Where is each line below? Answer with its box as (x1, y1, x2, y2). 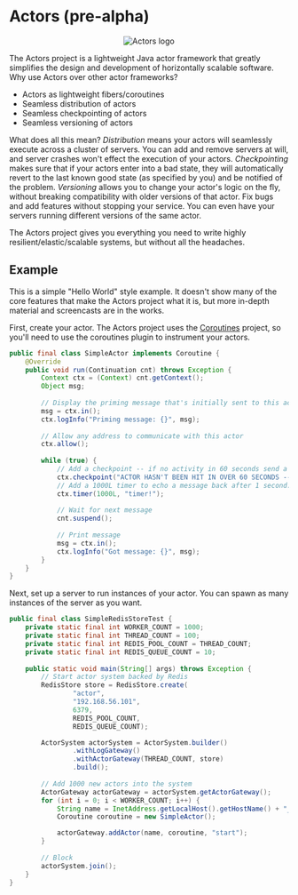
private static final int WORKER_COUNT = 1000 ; (25, 623, 204, 632)
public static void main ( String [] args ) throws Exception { (25, 664, 252, 673)
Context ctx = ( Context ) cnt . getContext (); (41, 373, 204, 383)
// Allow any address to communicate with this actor (41, 431, 244, 441)
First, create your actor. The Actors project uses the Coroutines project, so (9, 322, 281, 332)
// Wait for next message (56, 506, 153, 515)
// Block (41, 853, 74, 862)
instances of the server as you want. (9, 597, 143, 608)
